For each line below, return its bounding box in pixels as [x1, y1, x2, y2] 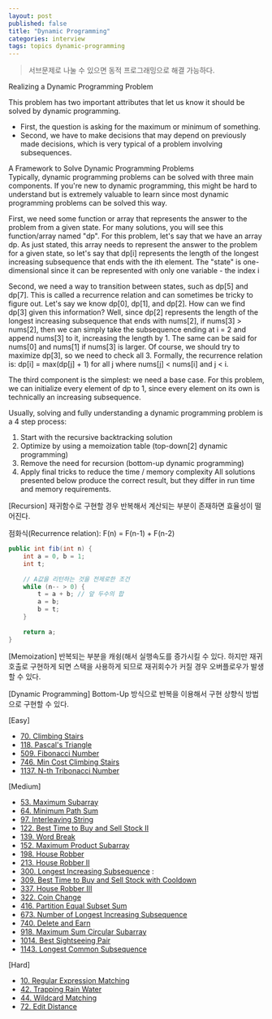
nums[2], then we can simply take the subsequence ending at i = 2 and [8, 324, 246, 334]
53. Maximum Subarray [19, 797, 99, 807]
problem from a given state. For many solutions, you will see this [8, 223, 224, 233]
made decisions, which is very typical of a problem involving [19, 139, 223, 149]
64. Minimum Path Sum [19, 806, 99, 816]
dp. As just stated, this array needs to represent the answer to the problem [8, 240, 258, 250]
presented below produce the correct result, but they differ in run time [19, 476, 256, 486]
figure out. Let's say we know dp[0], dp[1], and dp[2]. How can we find [8, 298, 246, 309]
